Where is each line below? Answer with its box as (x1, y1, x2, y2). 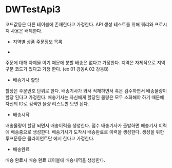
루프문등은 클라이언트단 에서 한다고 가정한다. (5, 135, 95, 141)
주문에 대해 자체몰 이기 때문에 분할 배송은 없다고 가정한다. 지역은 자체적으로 (5, 59, 156, 65)
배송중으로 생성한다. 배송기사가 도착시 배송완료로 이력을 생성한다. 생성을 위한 (10, 128, 164, 135)
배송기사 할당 (12, 77, 40, 83)
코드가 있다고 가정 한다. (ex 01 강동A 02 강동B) (14, 66, 109, 72)
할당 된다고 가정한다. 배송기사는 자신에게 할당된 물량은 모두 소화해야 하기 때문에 (5, 94, 164, 100)
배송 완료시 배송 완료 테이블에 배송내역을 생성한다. (5, 157, 106, 163)
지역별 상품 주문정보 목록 (12, 39, 63, 45)
